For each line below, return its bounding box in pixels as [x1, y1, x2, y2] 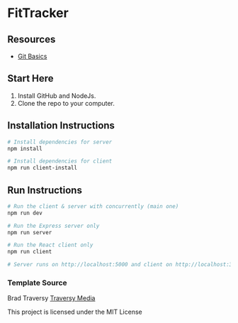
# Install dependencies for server [7, 138, 113, 146]
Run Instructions [7, 184, 83, 196]
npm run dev [7, 209, 42, 217]
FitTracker [7, 5, 69, 21]
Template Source [7, 278, 67, 288]
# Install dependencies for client [7, 158, 113, 165]
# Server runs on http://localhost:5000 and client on [7, 261, 173, 268]
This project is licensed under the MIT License [7, 307, 143, 317]
